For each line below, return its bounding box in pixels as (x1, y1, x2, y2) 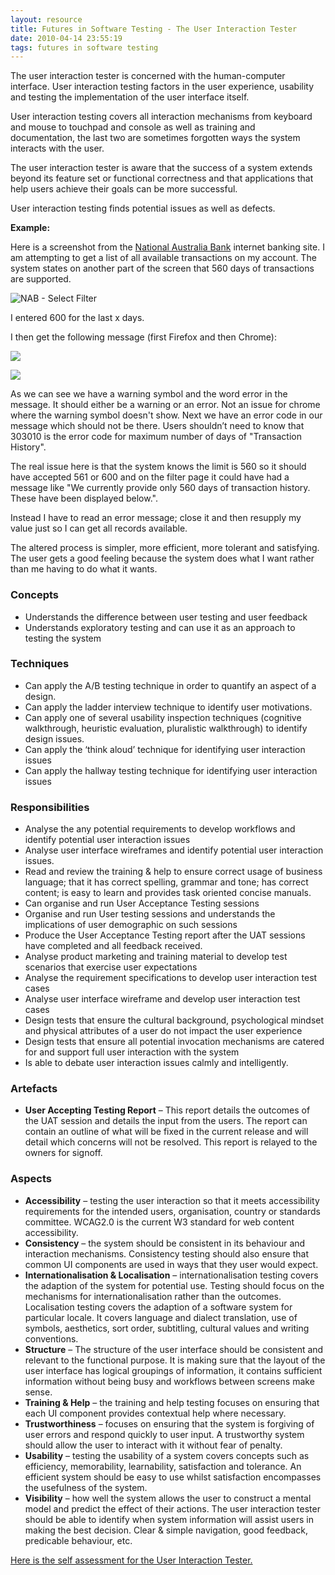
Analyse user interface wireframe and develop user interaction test (24, 993, 301, 1005)
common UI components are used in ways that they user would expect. (24, 1258, 319, 1270)
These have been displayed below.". (10, 492, 158, 505)
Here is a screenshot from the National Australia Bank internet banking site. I (10, 241, 325, 253)
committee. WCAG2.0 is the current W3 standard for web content (24, 1216, 295, 1228)
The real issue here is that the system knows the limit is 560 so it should (10, 461, 307, 473)
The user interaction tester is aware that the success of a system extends (10, 162, 313, 174)
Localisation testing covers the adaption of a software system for (24, 1301, 293, 1313)
